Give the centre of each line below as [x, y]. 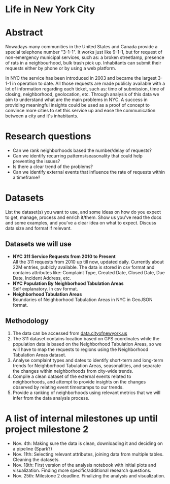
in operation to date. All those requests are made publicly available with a [89, 84]
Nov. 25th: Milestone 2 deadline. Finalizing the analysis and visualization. [89, 475]
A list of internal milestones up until [82, 418]
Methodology [27, 321]
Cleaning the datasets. [36, 459]
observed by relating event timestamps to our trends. [68, 387]
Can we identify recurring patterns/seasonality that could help [78, 156]
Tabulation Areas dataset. [39, 354]
